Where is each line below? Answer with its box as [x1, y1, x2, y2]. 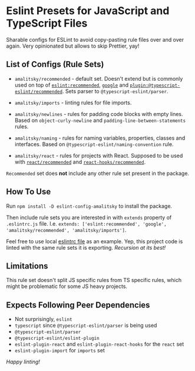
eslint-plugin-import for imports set [14, 347, 105, 354]
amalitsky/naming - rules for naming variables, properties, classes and [14, 134, 186, 141]
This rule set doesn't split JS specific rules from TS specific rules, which [6, 277, 181, 284]
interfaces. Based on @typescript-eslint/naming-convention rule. [14, 140, 174, 148]
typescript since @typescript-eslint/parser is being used [14, 322, 157, 329]
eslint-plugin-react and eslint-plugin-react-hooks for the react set [14, 340, 184, 348]
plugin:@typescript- [130, 82, 181, 88]
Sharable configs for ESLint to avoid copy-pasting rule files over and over [6, 36, 184, 43]
